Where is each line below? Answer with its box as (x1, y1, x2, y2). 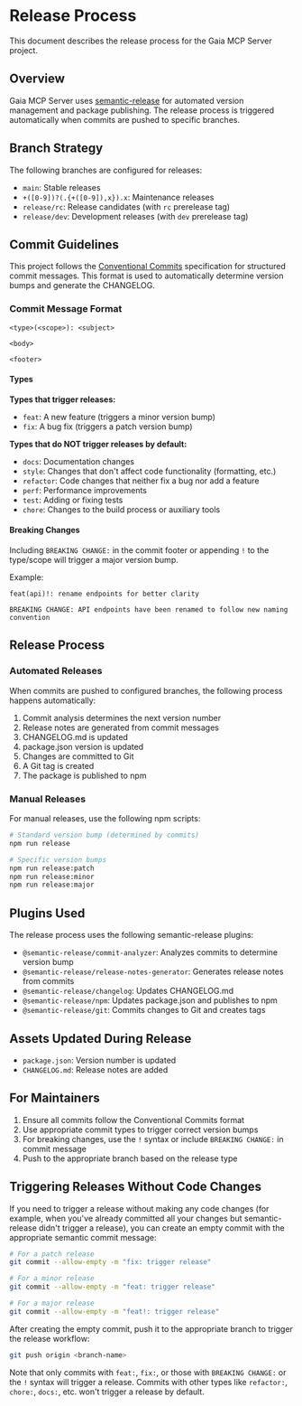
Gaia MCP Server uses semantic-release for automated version (9, 95, 244, 106)
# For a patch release (9, 1249, 95, 1259)
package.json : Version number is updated (22, 1054, 177, 1065)
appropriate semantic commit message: (9, 1232, 157, 1242)
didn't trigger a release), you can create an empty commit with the (39, 1222, 286, 1233)
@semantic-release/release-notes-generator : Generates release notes (22, 966, 284, 977)
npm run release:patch (9, 864, 95, 873)
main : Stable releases (22, 182, 101, 192)
